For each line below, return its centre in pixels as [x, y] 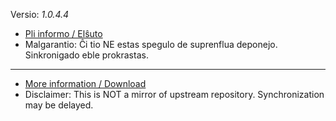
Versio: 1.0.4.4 [40, 14]
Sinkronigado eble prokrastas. [86, 55]
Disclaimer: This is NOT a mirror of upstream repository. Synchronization [174, 94]
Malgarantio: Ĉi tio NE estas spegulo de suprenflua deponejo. [151, 44]
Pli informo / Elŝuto [63, 33]
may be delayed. [59, 105]
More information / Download [85, 83]
